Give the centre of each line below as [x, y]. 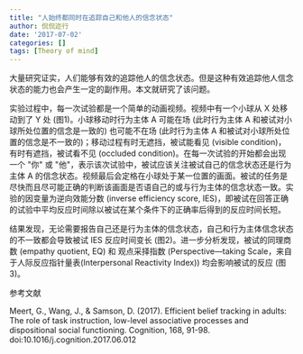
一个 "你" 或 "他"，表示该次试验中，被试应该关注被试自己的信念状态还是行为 [150, 165]
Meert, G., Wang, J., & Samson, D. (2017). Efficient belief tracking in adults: [148, 311]
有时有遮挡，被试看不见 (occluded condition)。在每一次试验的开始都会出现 [148, 153]
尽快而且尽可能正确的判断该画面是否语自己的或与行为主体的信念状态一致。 [147, 187]
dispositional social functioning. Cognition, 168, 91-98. [110, 331]
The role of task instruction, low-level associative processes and [129, 321]
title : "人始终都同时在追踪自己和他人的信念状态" [92, 18]
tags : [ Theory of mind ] [54, 51]
